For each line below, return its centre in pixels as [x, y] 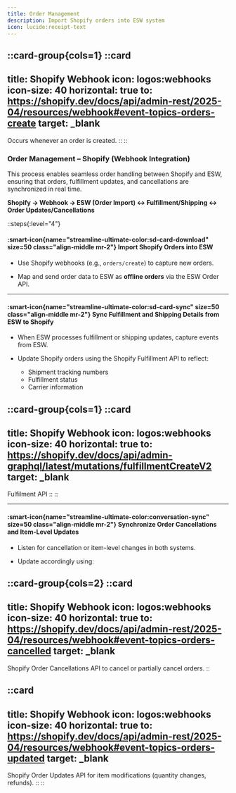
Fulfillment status [53, 380]
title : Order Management [44, 14]
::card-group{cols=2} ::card [70, 583]
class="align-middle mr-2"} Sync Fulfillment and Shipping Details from [113, 314]
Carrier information [55, 387]
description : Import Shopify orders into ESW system [86, 20]
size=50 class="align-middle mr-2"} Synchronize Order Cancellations [112, 525]
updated [26, 758]
